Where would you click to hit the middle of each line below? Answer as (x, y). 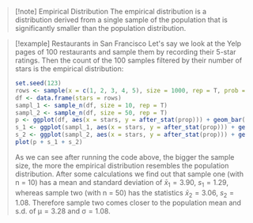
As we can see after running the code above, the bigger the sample (125, 157)
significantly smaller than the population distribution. (100, 28)
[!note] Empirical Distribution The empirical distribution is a (111, 11)
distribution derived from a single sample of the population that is (121, 20)
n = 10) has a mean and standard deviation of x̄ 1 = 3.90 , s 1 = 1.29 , (121, 183)
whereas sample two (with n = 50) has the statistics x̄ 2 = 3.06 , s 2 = (125, 193)
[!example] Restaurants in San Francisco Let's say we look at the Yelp (128, 43)
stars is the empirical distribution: (69, 69)
